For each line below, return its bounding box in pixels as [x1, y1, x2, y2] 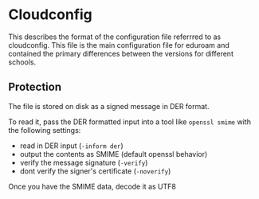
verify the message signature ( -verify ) [19, 158, 148, 167]
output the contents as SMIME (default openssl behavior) [19, 149, 208, 158]
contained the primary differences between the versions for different [8, 49, 233, 58]
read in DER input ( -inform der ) [19, 141, 124, 150]
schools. [8, 57, 37, 67]
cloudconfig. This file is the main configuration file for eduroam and [8, 40, 230, 49]
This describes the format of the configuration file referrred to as [8, 32, 222, 41]
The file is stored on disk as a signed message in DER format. [8, 101, 210, 111]
